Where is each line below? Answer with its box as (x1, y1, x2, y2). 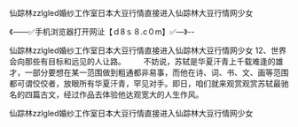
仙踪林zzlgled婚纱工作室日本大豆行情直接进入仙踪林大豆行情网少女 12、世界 (9, 45, 286, 56)
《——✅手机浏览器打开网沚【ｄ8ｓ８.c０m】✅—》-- (9, 26, 195, 37)
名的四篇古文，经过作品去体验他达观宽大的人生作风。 (9, 89, 204, 100)
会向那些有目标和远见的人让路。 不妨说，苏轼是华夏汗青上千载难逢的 (9, 56, 276, 66)
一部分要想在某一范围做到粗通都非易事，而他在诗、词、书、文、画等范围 (24, 67, 289, 78)
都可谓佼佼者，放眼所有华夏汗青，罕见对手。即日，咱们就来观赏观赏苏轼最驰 (9, 78, 289, 88)
